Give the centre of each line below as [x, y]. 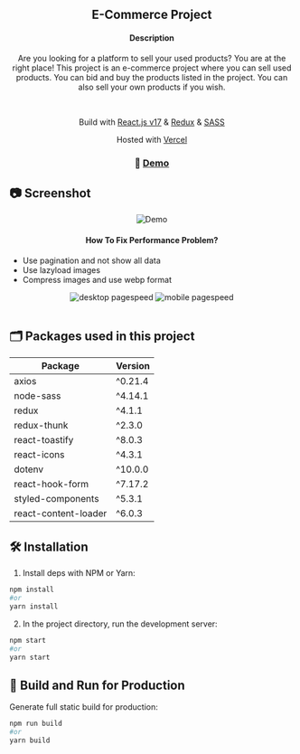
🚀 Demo [152, 163]
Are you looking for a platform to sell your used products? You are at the [152, 58]
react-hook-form [52, 485]
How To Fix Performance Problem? [152, 240]
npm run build [36, 724]
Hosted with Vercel [152, 139]
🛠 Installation [49, 547]
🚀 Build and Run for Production [97, 685]
